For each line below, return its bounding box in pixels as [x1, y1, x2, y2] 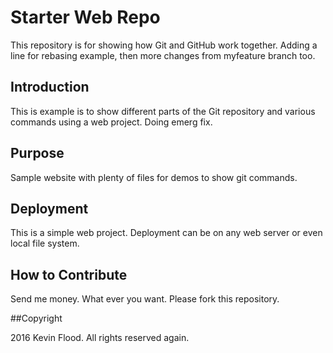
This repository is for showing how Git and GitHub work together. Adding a [10, 39, 318, 51]
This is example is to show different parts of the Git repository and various [10, 105, 316, 117]
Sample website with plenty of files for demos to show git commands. [10, 171, 298, 183]
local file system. [10, 237, 80, 250]
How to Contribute [10, 266, 128, 283]
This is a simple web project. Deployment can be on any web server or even [10, 227, 323, 239]
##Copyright [10, 312, 63, 325]
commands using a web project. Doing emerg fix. [10, 116, 213, 128]
